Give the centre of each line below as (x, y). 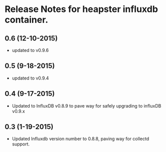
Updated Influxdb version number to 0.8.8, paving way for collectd (80, 139)
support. (21, 144)
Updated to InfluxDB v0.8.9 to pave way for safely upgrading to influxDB (87, 105)
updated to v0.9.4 (30, 78)
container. (27, 20)
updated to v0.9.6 (30, 50)
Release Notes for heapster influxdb (81, 9)
